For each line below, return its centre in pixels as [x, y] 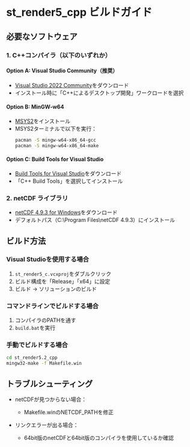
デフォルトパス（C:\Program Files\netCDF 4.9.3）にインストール [95, 220]
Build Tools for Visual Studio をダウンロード [68, 173]
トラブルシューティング [50, 384]
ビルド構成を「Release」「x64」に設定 [63, 281]
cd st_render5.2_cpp [32, 358]
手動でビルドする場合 [37, 345]
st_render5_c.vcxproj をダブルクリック [63, 274]
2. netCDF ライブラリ [37, 198]
